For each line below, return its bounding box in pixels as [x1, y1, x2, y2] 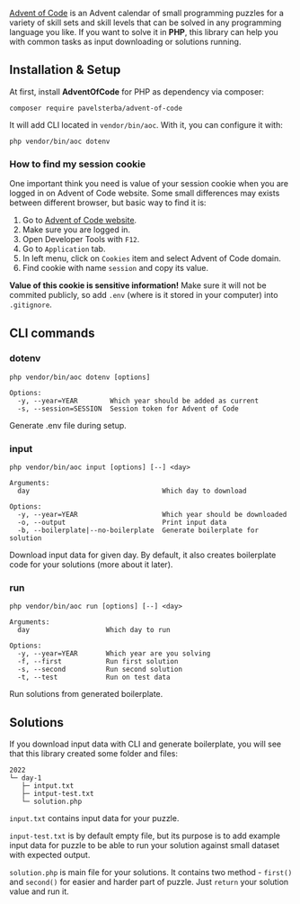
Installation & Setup [9, 62, 121, 77]
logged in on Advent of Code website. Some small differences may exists [9, 188, 280, 199]
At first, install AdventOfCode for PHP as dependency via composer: [9, 86, 265, 97]
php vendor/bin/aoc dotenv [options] [9, 373, 151, 382]
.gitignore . [9, 299, 52, 310]
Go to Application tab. [22, 243, 106, 255]
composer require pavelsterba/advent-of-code [9, 104, 182, 113]
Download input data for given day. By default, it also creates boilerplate [9, 549, 277, 561]
